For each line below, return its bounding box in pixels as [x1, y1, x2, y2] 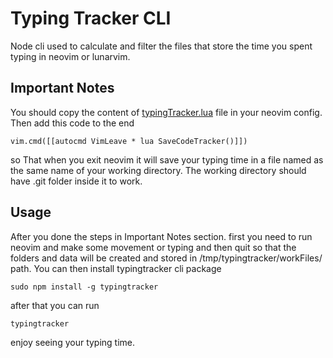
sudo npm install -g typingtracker [10, 282, 159, 292]
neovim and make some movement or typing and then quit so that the [10, 241, 297, 253]
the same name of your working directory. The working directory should [10, 164, 307, 176]
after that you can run [10, 299, 100, 311]
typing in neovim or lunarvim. [10, 50, 131, 62]
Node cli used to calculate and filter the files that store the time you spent [10, 40, 313, 52]
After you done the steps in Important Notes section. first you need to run [10, 230, 313, 242]
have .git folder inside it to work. [10, 175, 143, 187]
